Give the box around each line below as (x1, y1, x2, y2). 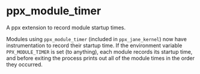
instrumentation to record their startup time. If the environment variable (6, 42, 183, 49)
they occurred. (6, 61, 43, 68)
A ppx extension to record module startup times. (6, 24, 126, 31)
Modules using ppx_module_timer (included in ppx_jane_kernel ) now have (6, 35, 187, 42)
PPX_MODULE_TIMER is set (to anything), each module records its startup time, (6, 48, 193, 55)
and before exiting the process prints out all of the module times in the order (6, 54, 195, 61)
